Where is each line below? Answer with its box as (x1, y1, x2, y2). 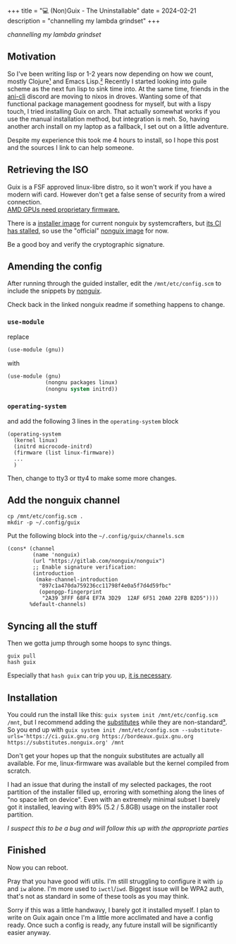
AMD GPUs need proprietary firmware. (7, 205, 120, 214)
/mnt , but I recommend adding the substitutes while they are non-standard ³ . (7, 718, 228, 726)
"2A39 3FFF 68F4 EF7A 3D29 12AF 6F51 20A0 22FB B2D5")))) (42, 595, 219, 602)
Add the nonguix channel (7, 494, 120, 506)
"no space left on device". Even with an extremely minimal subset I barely (7, 795, 221, 803)
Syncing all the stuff (7, 620, 98, 632)
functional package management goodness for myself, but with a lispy (7, 99, 211, 108)
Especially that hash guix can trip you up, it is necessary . (7, 671, 173, 680)
